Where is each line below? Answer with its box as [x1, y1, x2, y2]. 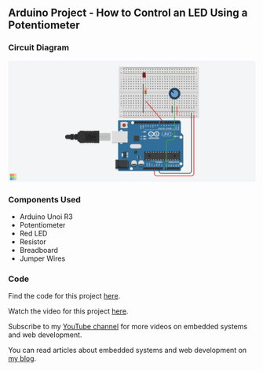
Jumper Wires [19, 254, 66, 263]
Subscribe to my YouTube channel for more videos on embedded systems [8, 322, 248, 332]
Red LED [19, 228, 48, 239]
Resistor [19, 237, 47, 247]
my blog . [8, 354, 37, 363]
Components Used [8, 194, 81, 205]
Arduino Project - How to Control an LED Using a [8, 6, 248, 20]
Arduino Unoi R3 [19, 212, 73, 221]
